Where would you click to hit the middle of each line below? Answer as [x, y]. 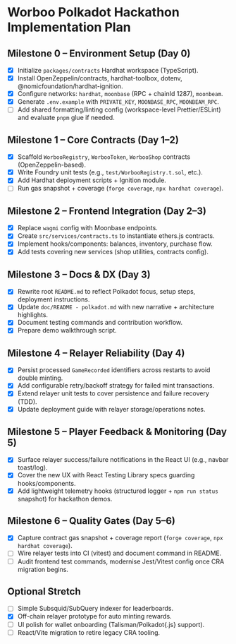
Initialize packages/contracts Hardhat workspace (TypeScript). [108, 70]
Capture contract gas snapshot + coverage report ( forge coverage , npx [120, 538]
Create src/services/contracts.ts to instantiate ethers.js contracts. [116, 236]
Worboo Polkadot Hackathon [93, 12]
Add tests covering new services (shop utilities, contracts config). [113, 252]
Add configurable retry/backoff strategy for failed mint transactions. [116, 386]
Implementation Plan [69, 27]
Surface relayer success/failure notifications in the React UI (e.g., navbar [123, 460]
